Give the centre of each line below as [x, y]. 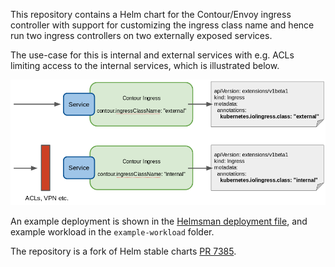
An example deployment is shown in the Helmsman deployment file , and [159, 221]
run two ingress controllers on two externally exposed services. [141, 35]
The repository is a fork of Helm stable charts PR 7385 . [123, 251]
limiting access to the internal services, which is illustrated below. [145, 65]
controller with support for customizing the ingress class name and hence [162, 25]
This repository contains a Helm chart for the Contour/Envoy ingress [151, 14]
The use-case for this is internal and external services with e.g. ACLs [152, 55]
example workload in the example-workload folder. [112, 232]
